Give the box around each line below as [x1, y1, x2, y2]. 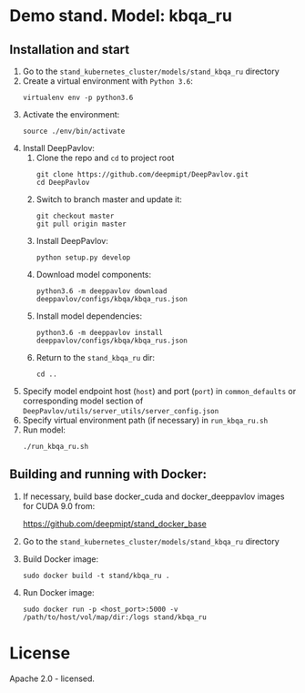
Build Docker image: [22, 553, 99, 565]
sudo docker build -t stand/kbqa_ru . [22, 571, 170, 580]
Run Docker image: [22, 586, 95, 597]
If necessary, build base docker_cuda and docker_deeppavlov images [22, 491, 285, 502]
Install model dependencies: [36, 311, 143, 321]
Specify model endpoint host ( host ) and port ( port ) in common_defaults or [22, 386, 297, 396]
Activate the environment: [22, 109, 120, 119]
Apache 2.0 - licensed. [9, 673, 96, 684]
